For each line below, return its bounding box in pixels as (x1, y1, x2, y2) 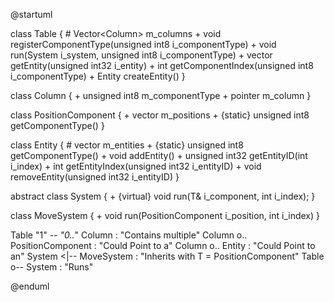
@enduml (10, 280, 50, 292)
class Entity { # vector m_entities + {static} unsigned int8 (10, 139, 244, 151)
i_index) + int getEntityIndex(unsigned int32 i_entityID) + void (10, 160, 262, 172)
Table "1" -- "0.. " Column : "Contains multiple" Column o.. (10, 229, 248, 241)
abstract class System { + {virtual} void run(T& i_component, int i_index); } (10, 190, 316, 202)
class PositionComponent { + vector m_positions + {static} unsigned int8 (10, 109, 310, 121)
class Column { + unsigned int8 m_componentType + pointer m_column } (10, 90, 312, 101)
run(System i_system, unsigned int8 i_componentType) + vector (10, 49, 273, 61)
